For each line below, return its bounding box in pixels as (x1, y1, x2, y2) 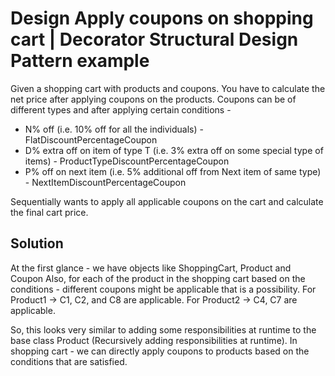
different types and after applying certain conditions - (10, 103, 232, 116)
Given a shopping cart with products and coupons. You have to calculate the (10, 82, 326, 94)
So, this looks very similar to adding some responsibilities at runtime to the (10, 323, 317, 336)
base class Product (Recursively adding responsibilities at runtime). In (10, 334, 298, 346)
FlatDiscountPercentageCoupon (24, 133, 158, 146)
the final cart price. (10, 206, 89, 218)
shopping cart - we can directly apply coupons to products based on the (10, 345, 310, 357)
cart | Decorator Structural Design (10, 28, 299, 51)
